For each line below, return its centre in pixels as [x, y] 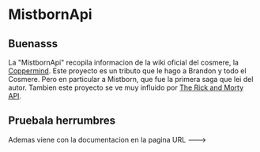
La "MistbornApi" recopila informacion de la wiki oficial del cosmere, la [124, 62]
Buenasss [33, 44]
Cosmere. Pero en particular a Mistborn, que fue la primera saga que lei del [131, 79]
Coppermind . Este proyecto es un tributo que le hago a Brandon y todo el [127, 71]
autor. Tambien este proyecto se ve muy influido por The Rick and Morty [126, 87]
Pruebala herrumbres [62, 121]
